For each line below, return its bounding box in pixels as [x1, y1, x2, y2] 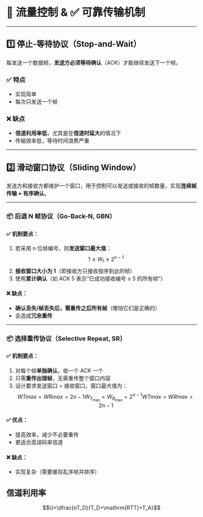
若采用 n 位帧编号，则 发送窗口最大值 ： [14, 245, 112, 252]
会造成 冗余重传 [14, 312, 53, 319]
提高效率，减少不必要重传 [14, 431, 79, 438]
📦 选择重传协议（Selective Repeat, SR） [6, 334, 126, 342]
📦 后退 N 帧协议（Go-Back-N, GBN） [6, 212, 116, 221]
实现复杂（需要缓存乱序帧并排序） [14, 468, 100, 476]
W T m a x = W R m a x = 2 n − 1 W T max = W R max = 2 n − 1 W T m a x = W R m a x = [17, 392, 193, 402]
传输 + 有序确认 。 [6, 190, 50, 197]
